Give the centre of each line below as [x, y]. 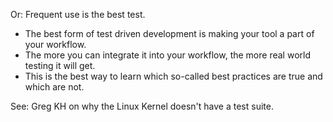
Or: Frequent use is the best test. [78, 14]
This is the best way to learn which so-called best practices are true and [173, 76]
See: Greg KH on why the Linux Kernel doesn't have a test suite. [142, 106]
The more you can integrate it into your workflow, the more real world [167, 55]
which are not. [54, 87]
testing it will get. [60, 65]
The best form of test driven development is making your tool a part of [169, 33]
